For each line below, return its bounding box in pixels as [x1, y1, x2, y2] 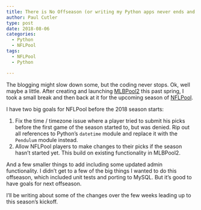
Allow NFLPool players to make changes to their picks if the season [14, 143, 182, 150]
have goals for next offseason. [6, 180, 82, 187]
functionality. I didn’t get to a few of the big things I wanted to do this [6, 167, 177, 174]
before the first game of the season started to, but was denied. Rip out [14, 123, 190, 131]
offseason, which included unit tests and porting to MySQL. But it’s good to [6, 173, 192, 181]
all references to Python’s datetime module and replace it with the [14, 130, 178, 137]
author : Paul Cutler [6, 14, 58, 20]
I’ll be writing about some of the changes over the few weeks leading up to [6, 191, 191, 199]
